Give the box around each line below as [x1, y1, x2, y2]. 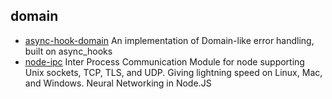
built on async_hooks [24, 45, 113, 57]
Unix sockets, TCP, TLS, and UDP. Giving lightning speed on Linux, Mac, [24, 66, 323, 78]
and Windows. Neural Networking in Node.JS [24, 77, 212, 89]
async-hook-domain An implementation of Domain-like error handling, [24, 34, 315, 46]
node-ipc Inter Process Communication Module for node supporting [24, 55, 305, 68]
